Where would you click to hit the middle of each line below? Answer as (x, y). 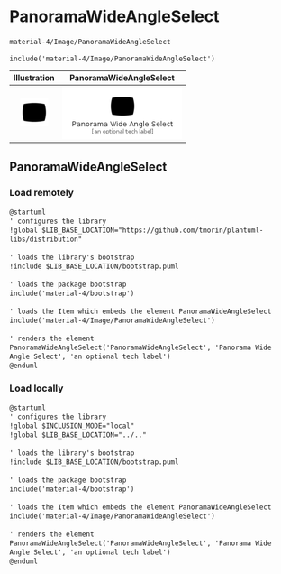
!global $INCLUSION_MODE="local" (72, 426)
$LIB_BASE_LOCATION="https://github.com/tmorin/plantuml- (153, 230)
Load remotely (42, 192)
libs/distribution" (46, 239)
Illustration (34, 78)
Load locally (36, 388)
